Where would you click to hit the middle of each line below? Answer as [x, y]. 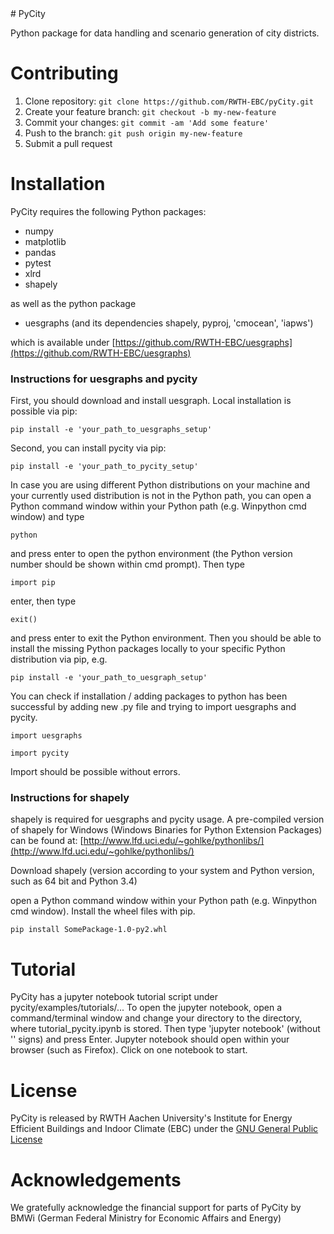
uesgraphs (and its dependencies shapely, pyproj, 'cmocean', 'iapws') [169, 323]
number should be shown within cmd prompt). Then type [127, 564]
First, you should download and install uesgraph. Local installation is [151, 401]
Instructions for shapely [70, 798]
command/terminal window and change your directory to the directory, [156, 1018]
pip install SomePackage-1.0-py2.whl [89, 930]
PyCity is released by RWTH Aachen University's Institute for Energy [151, 1118]
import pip [33, 583]
